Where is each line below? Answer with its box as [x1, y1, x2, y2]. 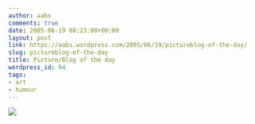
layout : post [8, 33, 52, 42]
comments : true [8, 19, 59, 27]
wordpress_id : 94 [8, 64, 66, 72]
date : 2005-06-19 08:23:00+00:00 [8, 26, 120, 34]
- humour [8, 85, 37, 94]
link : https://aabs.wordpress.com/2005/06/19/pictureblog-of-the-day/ [8, 41, 248, 49]
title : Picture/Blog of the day [8, 56, 116, 64]
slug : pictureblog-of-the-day [8, 48, 109, 56]
